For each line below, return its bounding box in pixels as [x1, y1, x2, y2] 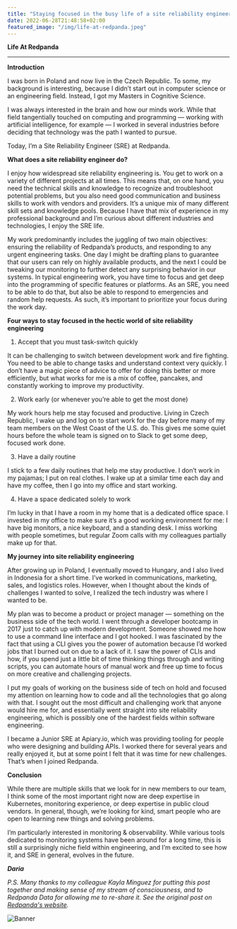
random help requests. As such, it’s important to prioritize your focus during [7, 295, 228, 304]
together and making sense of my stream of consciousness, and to [7, 886, 203, 894]
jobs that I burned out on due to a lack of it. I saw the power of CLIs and [7, 647, 216, 656]
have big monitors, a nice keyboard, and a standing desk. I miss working [7, 523, 217, 532]
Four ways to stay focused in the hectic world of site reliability [7, 316, 193, 325]
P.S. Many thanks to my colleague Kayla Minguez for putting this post [7, 878, 210, 887]
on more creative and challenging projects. [7, 670, 132, 678]
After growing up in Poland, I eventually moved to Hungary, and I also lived [7, 566, 224, 574]
